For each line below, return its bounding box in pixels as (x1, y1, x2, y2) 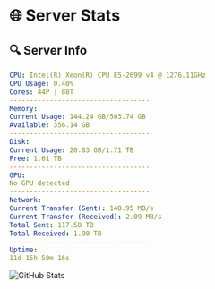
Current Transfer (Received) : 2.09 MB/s (9, 212, 163, 221)
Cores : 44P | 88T (9, 87, 74, 97)
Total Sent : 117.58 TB (9, 220, 94, 229)
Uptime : (9, 245, 39, 255)
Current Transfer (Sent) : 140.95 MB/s (9, 204, 154, 213)
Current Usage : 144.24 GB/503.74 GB (9, 113, 146, 122)
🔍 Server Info (9, 42, 88, 58)
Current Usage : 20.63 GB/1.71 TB (9, 145, 134, 155)
